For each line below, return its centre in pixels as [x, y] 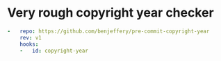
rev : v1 [31, 37]
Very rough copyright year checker [110, 13]
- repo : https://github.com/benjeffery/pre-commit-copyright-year [108, 31]
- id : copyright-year [54, 51]
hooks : [29, 44]
